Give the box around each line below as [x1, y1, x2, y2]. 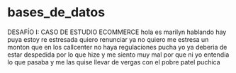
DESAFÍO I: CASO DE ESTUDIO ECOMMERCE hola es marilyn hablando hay [7, 28, 227, 36]
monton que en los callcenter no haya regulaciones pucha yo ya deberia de [7, 43, 227, 51]
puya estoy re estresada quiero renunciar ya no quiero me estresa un [7, 35, 209, 43]
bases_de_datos [7, 4, 105, 21]
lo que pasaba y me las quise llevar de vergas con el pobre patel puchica [7, 57, 221, 66]
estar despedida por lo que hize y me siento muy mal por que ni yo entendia [7, 50, 230, 59]
